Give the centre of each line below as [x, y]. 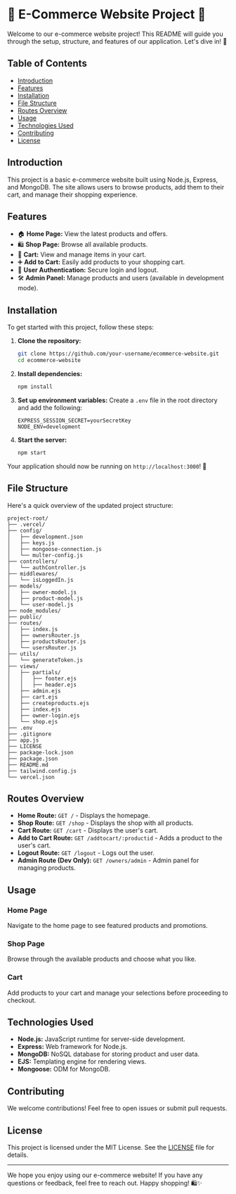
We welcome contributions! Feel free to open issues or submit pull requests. [117, 1108]
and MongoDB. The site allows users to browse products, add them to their [116, 187]
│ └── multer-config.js [45, 555]
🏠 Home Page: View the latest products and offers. [92, 234]
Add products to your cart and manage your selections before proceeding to [118, 993]
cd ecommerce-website [49, 361]
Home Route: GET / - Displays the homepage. [84, 816]
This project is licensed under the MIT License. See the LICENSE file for [111, 1148]
